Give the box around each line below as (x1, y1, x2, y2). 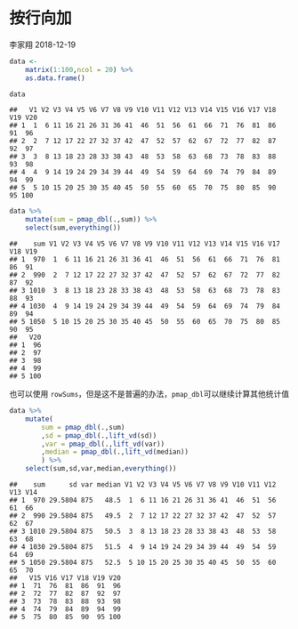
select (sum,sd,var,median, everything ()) (25, 464, 177, 473)
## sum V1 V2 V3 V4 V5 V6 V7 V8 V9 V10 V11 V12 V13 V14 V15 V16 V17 (9, 239, 280, 249)
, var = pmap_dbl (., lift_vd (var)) (41, 439, 165, 448)
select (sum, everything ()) (25, 223, 122, 232)
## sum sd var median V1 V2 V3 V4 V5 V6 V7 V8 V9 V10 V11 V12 (9, 480, 277, 489)
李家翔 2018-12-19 (9, 39, 77, 50)
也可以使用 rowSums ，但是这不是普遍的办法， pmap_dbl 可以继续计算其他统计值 (9, 389, 290, 399)
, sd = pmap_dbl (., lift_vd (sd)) (41, 431, 157, 440)
